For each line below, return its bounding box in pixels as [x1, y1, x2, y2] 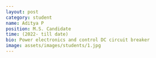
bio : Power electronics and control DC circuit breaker [5, 37, 150, 43]
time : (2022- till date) [5, 31, 69, 37]
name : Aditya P [5, 20, 44, 26]
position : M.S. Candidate [5, 25, 71, 32]
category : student [5, 14, 52, 21]
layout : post [5, 8, 39, 15]
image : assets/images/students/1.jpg [5, 43, 101, 49]
